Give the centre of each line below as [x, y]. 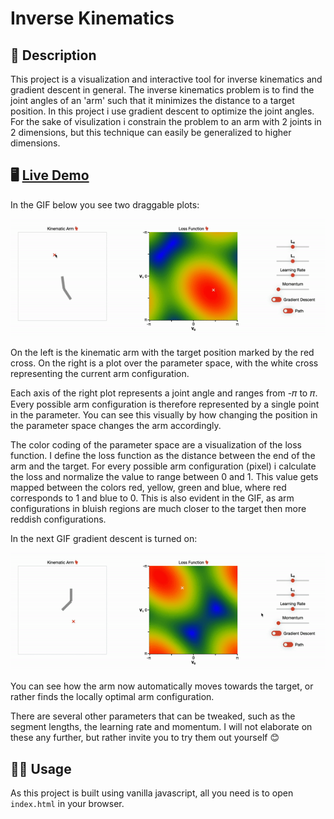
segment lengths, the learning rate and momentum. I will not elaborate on [161, 727]
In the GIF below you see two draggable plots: [105, 204]
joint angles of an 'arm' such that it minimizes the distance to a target [152, 100]
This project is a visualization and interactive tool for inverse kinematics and [166, 79]
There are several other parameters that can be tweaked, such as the [153, 716]
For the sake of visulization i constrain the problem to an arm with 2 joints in [166, 121]
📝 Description [53, 55]
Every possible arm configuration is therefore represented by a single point [165, 404]
